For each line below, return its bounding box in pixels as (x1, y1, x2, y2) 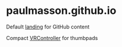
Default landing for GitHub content (6, 23, 90, 30)
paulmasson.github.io (6, 4, 117, 17)
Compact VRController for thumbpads (6, 34, 98, 41)
